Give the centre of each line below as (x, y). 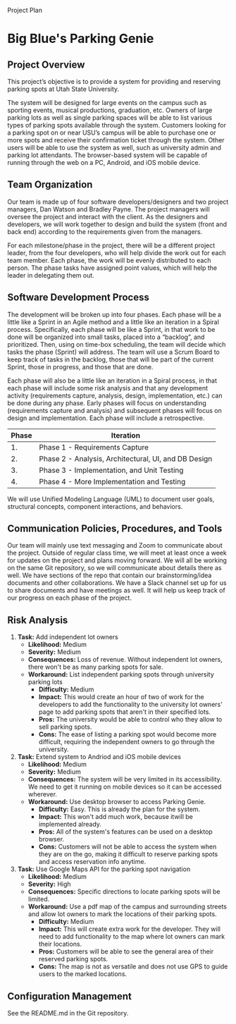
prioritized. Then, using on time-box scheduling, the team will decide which (117, 344)
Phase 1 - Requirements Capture (94, 447)
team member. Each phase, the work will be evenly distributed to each (109, 260)
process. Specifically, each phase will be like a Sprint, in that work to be (111, 329)
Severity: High (50, 884)
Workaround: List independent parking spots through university (121, 674)
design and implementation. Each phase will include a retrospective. (106, 418)
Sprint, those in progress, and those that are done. (80, 366)
